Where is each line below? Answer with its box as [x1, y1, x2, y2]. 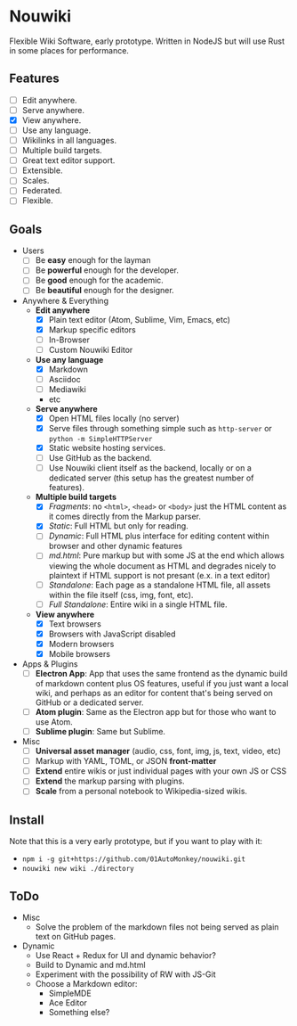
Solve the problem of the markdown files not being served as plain [35, 922, 279, 932]
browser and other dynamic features [48, 541, 183, 552]
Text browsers [48, 618, 102, 629]
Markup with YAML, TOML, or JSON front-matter [35, 756, 217, 767]
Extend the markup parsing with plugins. [35, 776, 185, 786]
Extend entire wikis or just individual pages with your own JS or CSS [35, 766, 287, 776]
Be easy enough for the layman [35, 255, 151, 266]
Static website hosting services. [48, 443, 166, 454]
